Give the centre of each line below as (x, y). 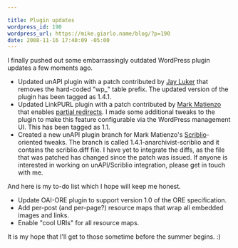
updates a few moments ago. (50, 68)
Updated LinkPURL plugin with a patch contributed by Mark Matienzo (119, 105)
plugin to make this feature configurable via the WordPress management (124, 120)
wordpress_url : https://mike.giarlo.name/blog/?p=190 (89, 33)
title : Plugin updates (41, 20)
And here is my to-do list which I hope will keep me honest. (94, 187)
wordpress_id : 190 (35, 27)
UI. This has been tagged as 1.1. (64, 127)
